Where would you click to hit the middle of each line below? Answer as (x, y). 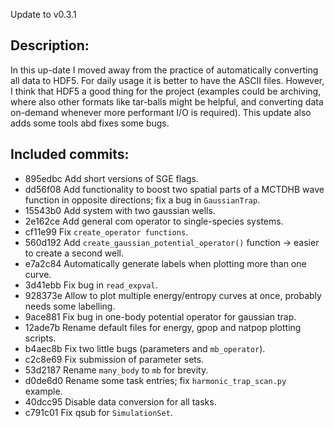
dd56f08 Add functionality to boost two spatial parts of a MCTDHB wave (174, 189)
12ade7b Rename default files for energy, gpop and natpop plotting (163, 327)
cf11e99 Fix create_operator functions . (106, 231)
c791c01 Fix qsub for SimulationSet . (98, 412)
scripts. (40, 338)
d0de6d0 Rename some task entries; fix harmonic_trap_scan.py (155, 380)
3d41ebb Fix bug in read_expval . (91, 285)
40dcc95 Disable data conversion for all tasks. (120, 401)
